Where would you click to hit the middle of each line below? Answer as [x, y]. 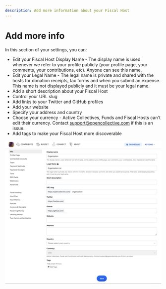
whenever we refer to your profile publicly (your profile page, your [80, 64]
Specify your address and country [47, 112]
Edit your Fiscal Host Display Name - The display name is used [76, 59]
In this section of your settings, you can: [46, 49]
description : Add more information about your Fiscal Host [67, 10]
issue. [18, 128]
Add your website [30, 107]
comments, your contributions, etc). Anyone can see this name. [77, 70]
